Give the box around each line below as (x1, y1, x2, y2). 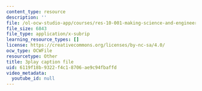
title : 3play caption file (6, 59, 74, 65)
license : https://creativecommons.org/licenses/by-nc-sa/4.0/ (6, 43, 165, 48)
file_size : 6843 (6, 25, 47, 32)
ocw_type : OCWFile (6, 48, 52, 54)
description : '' (6, 14, 47, 20)
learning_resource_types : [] (6, 37, 79, 43)
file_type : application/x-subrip (6, 31, 90, 37)
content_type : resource (6, 8, 66, 15)
